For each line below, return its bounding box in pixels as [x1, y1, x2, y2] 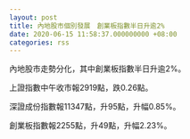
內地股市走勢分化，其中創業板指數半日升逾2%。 [9, 63, 186, 74]
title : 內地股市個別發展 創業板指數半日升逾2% [9, 21, 165, 30]
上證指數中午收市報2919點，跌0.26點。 [9, 82, 153, 94]
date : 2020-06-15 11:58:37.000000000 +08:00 [9, 29, 178, 38]
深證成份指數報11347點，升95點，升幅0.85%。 [9, 102, 181, 112]
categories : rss [9, 37, 70, 47]
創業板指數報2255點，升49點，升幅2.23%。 [9, 120, 172, 131]
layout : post [9, 12, 58, 22]
